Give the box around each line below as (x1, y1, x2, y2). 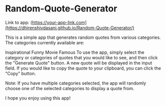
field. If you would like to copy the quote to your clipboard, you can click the (5, 65, 161, 71)
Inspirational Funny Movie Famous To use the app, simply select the (5, 49, 145, 55)
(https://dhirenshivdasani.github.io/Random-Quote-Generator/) (5, 24, 135, 30)
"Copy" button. (5, 70, 36, 76)
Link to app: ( (5, 19, 32, 25)
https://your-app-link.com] (32, 19, 87, 25)
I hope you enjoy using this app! (5, 95, 71, 101)
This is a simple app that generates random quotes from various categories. (5, 34, 161, 40)
